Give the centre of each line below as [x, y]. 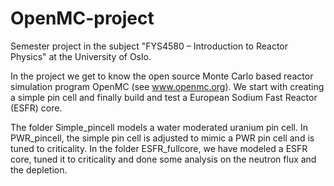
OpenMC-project [82, 18]
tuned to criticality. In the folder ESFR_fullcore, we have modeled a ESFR [159, 148]
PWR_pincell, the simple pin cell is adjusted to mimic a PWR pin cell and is [162, 138]
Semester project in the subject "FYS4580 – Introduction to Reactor [149, 46]
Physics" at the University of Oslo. [81, 56]
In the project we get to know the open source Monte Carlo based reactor [162, 76]
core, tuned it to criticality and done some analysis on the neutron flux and [163, 159]
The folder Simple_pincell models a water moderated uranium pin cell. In [159, 127]
